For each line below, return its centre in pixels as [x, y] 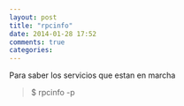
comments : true [37, 42]
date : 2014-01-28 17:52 [53, 34]
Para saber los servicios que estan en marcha [92, 75]
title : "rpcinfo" [41, 26]
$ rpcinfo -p [53, 93]
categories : [31, 50]
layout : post [33, 17]
